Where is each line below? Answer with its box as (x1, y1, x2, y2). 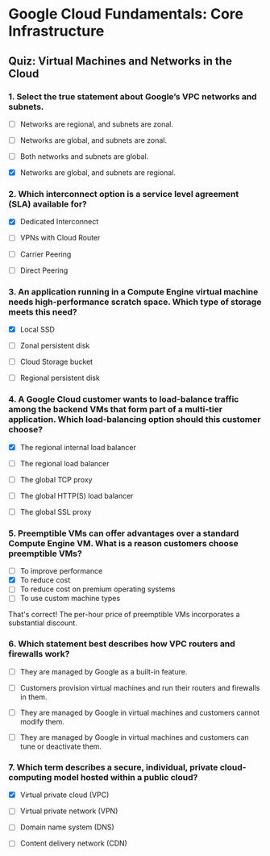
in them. (19, 691, 48, 702)
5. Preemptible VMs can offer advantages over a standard (8, 528, 239, 539)
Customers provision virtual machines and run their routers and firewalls (19, 683, 260, 692)
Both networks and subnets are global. (19, 152, 149, 161)
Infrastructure (8, 22, 105, 40)
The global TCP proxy (19, 474, 93, 484)
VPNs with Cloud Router (19, 233, 101, 243)
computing (8, 771, 52, 783)
